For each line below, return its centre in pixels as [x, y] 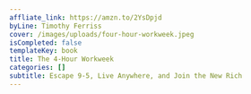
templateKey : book [43, 51]
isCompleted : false [46, 43]
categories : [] [38, 68]
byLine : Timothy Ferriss [56, 26]
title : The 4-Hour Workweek [62, 59]
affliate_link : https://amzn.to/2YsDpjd [86, 17]
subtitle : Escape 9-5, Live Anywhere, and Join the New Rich [126, 76]
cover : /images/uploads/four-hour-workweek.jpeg [102, 34]
